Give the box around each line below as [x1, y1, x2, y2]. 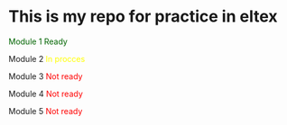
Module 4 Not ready [8, 88, 83, 99]
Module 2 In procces [8, 53, 86, 64]
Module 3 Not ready [8, 70, 83, 82]
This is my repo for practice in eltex [8, 6, 278, 27]
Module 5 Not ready [8, 105, 83, 116]
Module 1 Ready [8, 36, 69, 47]
